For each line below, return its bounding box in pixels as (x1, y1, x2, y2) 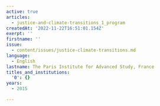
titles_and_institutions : (6, 69, 70, 75)
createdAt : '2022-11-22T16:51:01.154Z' (6, 25, 105, 31)
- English (11, 58, 35, 64)
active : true (6, 8, 38, 15)
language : (6, 53, 31, 59)
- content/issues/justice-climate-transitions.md (11, 47, 136, 53)
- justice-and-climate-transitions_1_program (11, 20, 126, 25)
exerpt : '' (6, 31, 33, 37)
